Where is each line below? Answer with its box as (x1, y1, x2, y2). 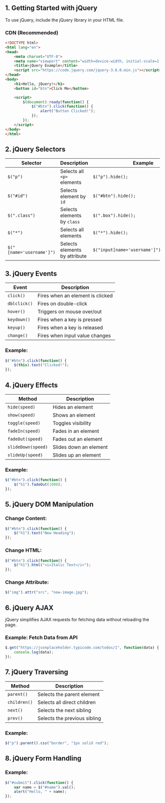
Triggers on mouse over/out (37, 308, 102, 315)
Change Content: (5, 515, 47, 522)
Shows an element (52, 411, 96, 418)
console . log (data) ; (14, 650, 54, 655)
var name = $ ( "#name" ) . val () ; (14, 785, 76, 790)
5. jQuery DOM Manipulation (5, 500, 94, 509)
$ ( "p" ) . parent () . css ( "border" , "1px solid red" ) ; (5, 741, 109, 746)
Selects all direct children (37, 699, 96, 706)
